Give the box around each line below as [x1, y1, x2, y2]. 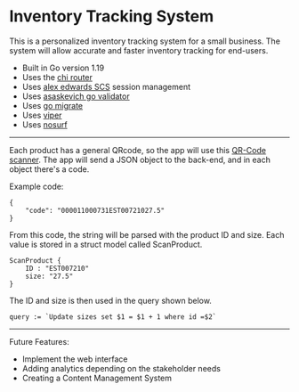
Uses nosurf [21, 118, 69, 130]
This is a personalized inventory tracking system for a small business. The [9, 36, 280, 46]
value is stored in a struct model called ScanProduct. [9, 239, 203, 249]
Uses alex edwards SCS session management [21, 81, 191, 92]
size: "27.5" [25, 272, 74, 281]
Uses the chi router [21, 71, 93, 82]
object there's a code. [9, 163, 90, 175]
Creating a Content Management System [21, 372, 172, 383]
